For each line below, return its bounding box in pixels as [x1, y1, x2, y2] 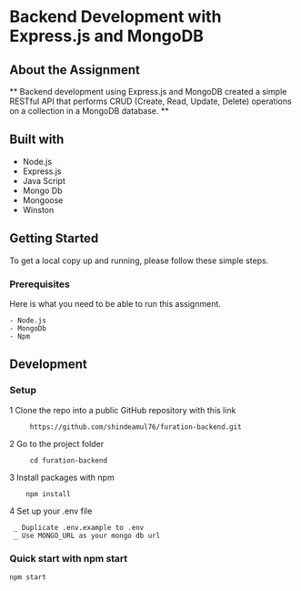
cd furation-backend [29, 455, 107, 465]
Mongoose [22, 194, 64, 206]
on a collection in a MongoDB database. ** [9, 106, 170, 116]
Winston [22, 204, 55, 215]
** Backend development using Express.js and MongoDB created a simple [9, 87, 287, 97]
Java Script [22, 175, 65, 186]
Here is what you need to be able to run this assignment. [9, 298, 221, 309]
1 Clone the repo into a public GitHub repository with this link [9, 404, 236, 415]
